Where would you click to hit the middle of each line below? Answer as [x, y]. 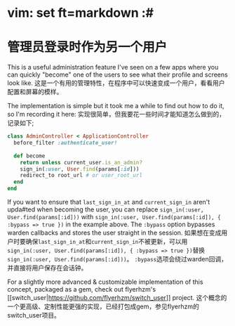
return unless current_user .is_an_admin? [81, 162]
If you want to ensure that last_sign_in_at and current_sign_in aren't [109, 202]
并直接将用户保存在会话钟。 [47, 268]
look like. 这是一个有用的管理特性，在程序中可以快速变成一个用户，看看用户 [116, 83]
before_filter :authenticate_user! [66, 143]
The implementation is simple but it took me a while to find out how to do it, [116, 106]
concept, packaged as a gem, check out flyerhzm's [82, 289]
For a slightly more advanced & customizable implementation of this [105, 282]
